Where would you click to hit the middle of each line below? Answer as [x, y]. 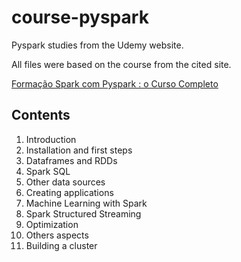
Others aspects [57, 235]
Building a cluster [61, 245]
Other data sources [65, 182]
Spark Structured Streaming [83, 213]
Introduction [51, 139]
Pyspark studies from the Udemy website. [97, 45]
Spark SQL [48, 171]
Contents [41, 115]
